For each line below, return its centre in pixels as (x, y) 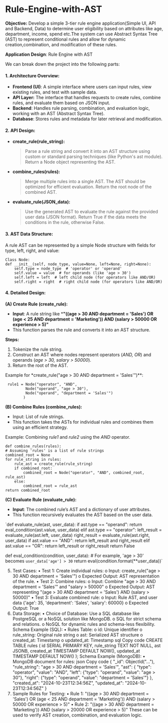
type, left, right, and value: (32, 251)
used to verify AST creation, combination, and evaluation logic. (77, 715)
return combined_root (28, 490)
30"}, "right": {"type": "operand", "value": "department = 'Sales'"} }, (83, 677)
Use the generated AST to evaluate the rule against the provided (91, 212)
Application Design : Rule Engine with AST (49, 54)
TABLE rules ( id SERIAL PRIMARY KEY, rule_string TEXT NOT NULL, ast (87, 646)
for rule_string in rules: (33, 459)
